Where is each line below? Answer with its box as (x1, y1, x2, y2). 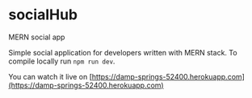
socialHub (8, 6, 78, 24)
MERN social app (8, 32, 65, 42)
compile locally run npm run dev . (8, 56, 115, 66)
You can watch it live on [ (8, 71, 93, 81)
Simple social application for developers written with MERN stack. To (8, 47, 237, 57)
